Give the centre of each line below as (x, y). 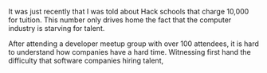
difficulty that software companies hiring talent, (86, 60)
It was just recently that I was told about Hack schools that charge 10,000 (129, 12)
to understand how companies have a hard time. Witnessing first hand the (130, 52)
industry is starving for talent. (57, 28)
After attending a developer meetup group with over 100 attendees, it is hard (133, 44)
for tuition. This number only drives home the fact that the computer (120, 20)
